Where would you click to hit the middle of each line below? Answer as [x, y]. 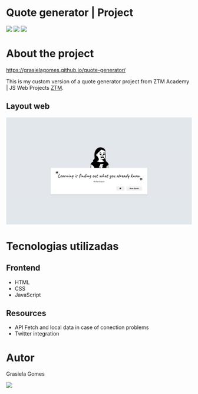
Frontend [23, 268]
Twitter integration [37, 334]
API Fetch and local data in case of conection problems [82, 327]
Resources [26, 313]
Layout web [28, 106]
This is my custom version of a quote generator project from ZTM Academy [98, 81]
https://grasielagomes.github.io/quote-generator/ [66, 70]
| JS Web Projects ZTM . [35, 87]
